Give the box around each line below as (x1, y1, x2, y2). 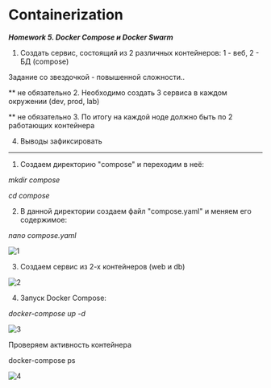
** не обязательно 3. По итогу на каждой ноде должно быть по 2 (8, 111, 233, 122)
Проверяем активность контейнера (8, 340, 131, 349)
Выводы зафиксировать (19, 136, 102, 146)
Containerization (8, 6, 123, 24)
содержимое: (19, 215, 67, 224)
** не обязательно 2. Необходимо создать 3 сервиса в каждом (8, 87, 227, 98)
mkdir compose (8, 175, 60, 185)
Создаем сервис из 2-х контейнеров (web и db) (19, 261, 186, 271)
